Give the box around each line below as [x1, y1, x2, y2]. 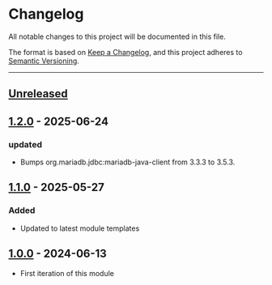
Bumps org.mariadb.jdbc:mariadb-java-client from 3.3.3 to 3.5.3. [19, 157, 236, 167]
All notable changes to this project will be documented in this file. [8, 32, 227, 41]
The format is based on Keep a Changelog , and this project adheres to [8, 47, 243, 57]
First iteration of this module [19, 268, 115, 278]
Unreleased [8, 87, 69, 101]
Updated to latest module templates [19, 223, 140, 233]
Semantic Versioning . [8, 56, 79, 66]
